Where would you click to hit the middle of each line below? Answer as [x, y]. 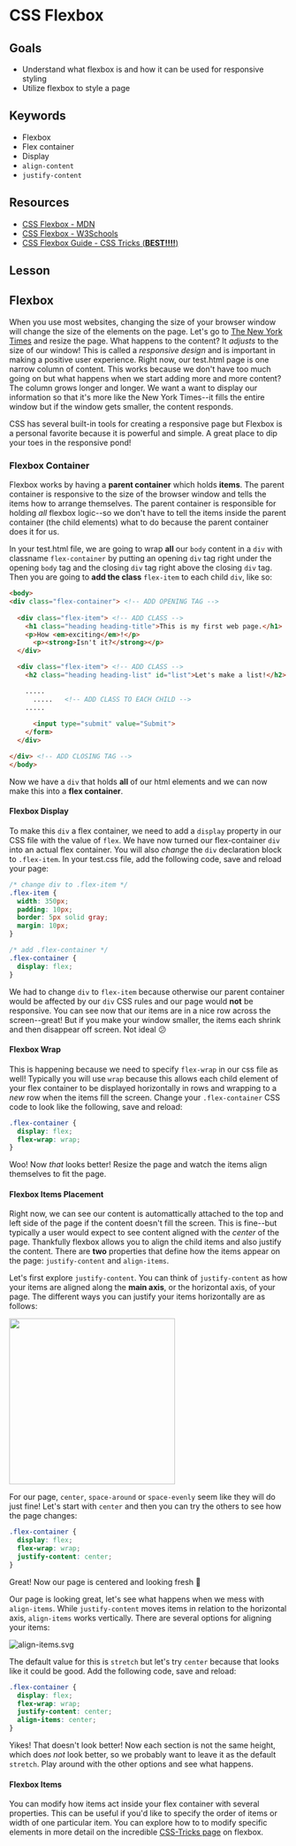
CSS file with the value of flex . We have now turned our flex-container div [145, 840]
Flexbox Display [39, 811]
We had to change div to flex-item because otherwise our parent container [147, 991]
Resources [39, 203]
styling [34, 79]
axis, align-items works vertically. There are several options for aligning [140, 1618]
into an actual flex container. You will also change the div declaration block [146, 850]
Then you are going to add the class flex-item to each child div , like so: [140, 577]
